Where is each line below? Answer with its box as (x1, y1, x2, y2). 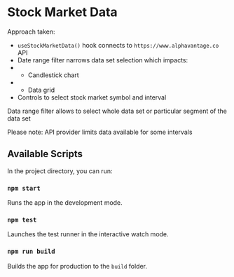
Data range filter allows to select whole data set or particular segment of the (7, 107, 228, 115)
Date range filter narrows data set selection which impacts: (17, 55, 188, 64)
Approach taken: (7, 27, 55, 36)
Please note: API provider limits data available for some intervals (7, 128, 193, 136)
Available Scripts (7, 148, 83, 160)
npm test (7, 215, 37, 224)
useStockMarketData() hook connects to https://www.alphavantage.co (17, 41, 219, 49)
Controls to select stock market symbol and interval (17, 93, 167, 102)
